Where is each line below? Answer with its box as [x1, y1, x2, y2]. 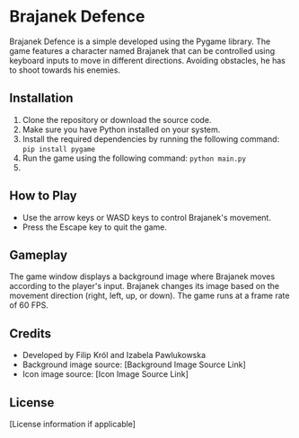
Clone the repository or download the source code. [22, 114, 212, 125]
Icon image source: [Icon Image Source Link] [22, 369, 189, 380]
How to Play [9, 188, 78, 204]
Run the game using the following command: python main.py [22, 153, 247, 163]
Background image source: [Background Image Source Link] [22, 359, 246, 370]
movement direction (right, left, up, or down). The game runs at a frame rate [9, 290, 290, 302]
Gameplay [9, 247, 68, 262]
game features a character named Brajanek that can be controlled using [9, 45, 276, 56]
